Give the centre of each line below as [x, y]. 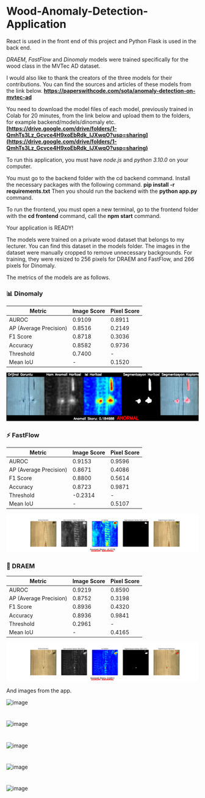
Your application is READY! [40, 228]
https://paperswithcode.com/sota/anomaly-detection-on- [120, 90]
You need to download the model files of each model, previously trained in [100, 109]
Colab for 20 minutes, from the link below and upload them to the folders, [99, 115]
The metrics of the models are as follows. [59, 277]
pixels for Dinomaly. [31, 265]
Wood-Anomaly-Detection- [77, 11]
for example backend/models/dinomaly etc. [61, 122]
